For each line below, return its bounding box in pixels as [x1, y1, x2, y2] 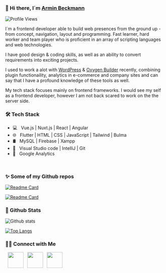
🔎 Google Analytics [12, 150, 55, 156]
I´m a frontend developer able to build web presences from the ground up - [5, 26, 161, 32]
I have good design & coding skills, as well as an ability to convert [5, 51, 141, 58]
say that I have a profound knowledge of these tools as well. [5, 78, 130, 84]
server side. [5, 98, 30, 104]
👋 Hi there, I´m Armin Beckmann [5, 5, 85, 12]
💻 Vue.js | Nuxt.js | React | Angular [12, 125, 89, 131]
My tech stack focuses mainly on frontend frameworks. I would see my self [5, 87, 161, 93]
